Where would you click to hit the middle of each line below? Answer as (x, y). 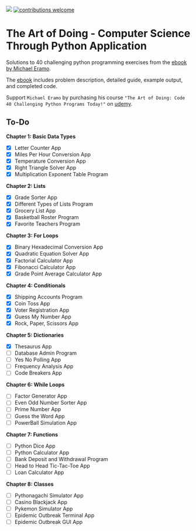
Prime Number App (38, 409)
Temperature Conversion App (50, 161)
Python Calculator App (42, 452)
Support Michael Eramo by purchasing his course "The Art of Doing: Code (96, 98)
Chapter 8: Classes (30, 484)
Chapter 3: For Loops (32, 236)
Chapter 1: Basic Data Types (41, 136)
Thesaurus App (33, 346)
